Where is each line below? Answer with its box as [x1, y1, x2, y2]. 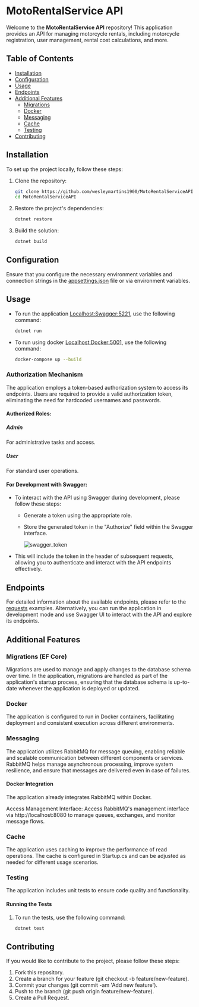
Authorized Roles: [6, 410, 52, 417]
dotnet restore [14, 216, 53, 222]
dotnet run [14, 328, 42, 334]
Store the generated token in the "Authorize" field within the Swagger [23, 523, 194, 531]
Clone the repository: [14, 177, 67, 184]
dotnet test [14, 925, 45, 931]
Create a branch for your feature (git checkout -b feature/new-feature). [14, 976, 189, 983]
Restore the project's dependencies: [14, 205, 104, 212]
